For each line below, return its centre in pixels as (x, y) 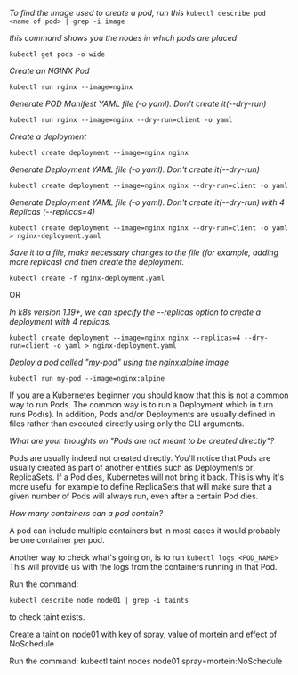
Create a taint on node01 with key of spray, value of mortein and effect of (143, 634)
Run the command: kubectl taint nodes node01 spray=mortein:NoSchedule (146, 661)
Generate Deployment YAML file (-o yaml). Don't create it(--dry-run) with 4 (147, 202)
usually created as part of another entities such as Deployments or (131, 468)
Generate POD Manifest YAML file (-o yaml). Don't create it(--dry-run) (138, 103)
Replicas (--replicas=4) (52, 212)
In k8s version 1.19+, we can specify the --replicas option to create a (135, 312)
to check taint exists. (47, 617)
